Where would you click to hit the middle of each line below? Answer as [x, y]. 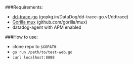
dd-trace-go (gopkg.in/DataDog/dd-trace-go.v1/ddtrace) [70, 17]
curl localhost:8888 [33, 58]
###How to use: [22, 37]
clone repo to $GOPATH [34, 46]
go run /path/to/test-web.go [42, 52]
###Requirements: [24, 7]
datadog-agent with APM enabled [47, 27]
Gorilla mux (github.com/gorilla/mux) [50, 22]
